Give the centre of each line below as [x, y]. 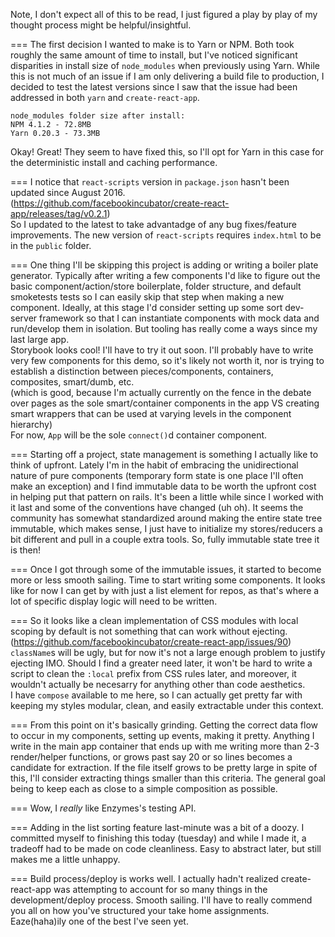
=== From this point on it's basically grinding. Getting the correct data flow [164, 725]
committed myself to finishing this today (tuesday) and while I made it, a [158, 838]
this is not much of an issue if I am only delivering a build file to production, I [167, 76]
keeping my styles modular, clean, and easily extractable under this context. [167, 705]
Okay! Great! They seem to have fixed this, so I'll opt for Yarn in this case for [167, 152]
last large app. [40, 339]
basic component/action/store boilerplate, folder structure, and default [156, 286]
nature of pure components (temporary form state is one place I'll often [157, 475]
